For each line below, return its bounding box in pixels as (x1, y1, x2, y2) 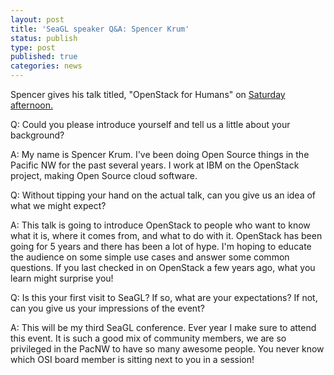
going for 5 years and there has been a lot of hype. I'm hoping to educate (10, 241, 312, 252)
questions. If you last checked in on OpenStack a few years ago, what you (10, 262, 316, 273)
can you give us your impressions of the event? (10, 302, 205, 314)
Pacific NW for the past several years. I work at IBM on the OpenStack (10, 159, 300, 171)
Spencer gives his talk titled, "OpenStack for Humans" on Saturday (10, 89, 286, 100)
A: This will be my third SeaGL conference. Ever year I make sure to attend (10, 322, 317, 333)
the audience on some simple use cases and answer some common (10, 251, 290, 263)
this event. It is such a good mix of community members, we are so (10, 332, 287, 344)
